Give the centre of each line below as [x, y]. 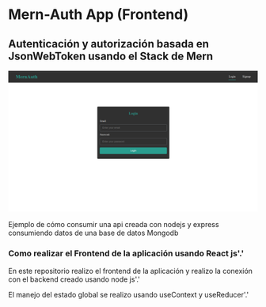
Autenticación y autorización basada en [109, 44]
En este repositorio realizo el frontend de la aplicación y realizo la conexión [131, 271]
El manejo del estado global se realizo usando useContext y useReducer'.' [129, 294]
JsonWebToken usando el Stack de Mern [111, 56]
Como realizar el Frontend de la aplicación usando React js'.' [126, 253]
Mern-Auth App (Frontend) [99, 15]
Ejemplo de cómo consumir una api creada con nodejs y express [114, 225]
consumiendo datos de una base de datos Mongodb [93, 233]
